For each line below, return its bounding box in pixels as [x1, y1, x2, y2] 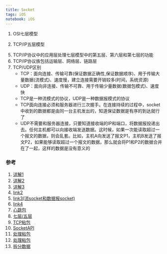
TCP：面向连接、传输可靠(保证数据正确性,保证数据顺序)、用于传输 [20, 71, 156, 77]
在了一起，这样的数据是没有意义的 [20, 145, 90, 151]
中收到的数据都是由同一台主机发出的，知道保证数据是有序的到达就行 [20, 108, 160, 114]
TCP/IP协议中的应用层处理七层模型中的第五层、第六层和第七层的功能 [12, 52, 154, 58]
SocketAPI [12, 225, 34, 231]
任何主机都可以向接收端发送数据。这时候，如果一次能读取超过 [29, 127, 156, 132]
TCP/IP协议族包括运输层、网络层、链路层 [12, 58, 97, 64]
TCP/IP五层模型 [12, 41, 45, 47]
